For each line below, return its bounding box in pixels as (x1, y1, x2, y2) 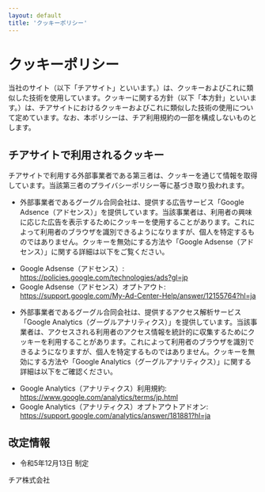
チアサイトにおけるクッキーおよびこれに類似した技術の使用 (38, 103, 233, 113)
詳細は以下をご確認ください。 (19, 367, 117, 376)
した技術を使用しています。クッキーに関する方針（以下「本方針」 (14, 93, 229, 103)
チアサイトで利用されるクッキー (8, 148, 165, 162)
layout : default (8, 11, 62, 20)
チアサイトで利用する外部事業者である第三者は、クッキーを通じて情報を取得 (8, 171, 258, 181)
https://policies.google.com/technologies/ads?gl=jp (19, 273, 188, 282)
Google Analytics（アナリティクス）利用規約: (19, 383, 168, 393)
